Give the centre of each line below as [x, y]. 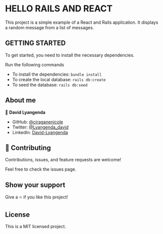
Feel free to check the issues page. [41, 169]
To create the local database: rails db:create [59, 79]
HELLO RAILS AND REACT [59, 9]
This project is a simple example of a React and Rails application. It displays [82, 22]
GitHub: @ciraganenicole [37, 122]
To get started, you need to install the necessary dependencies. [70, 55]
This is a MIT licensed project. [36, 226]
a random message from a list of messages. [50, 27]
